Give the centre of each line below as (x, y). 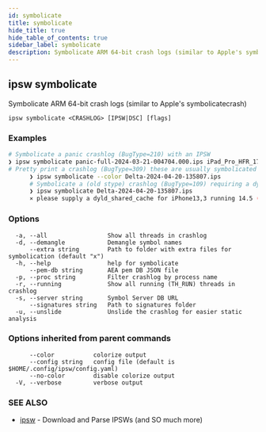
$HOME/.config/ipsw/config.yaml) (63, 369)
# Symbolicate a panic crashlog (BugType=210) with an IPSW (110, 155)
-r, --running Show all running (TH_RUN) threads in (125, 284)
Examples (28, 138)
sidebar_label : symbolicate (55, 45)
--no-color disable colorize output (102, 376)
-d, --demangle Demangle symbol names (99, 243)
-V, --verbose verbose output (80, 382)
